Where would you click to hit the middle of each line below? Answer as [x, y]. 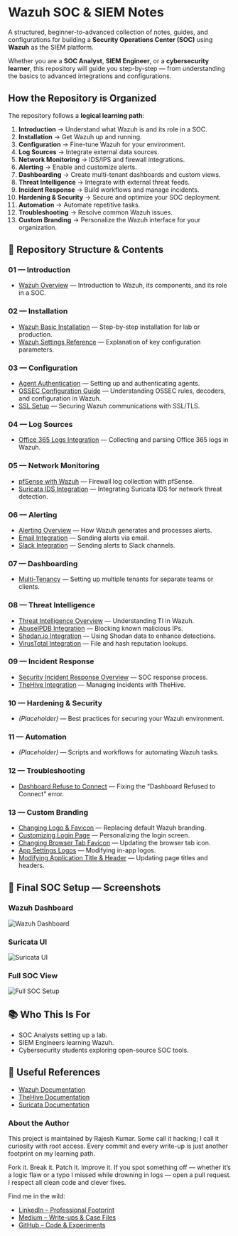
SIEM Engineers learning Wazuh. [66, 1043]
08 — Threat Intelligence [52, 605]
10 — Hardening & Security [55, 703]
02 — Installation [38, 311]
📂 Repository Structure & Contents [86, 250]
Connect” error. [41, 793]
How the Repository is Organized [82, 98]
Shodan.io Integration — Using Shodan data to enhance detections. [117, 636]
